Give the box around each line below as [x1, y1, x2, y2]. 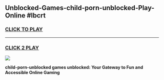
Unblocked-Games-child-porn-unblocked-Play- [5, 4, 155, 12]
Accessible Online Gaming [5, 69, 60, 75]
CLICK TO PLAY [5, 26, 43, 33]
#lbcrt [26, 12, 46, 20]
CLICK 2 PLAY [5, 44, 39, 51]
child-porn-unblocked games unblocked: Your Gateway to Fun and [5, 64, 143, 70]
